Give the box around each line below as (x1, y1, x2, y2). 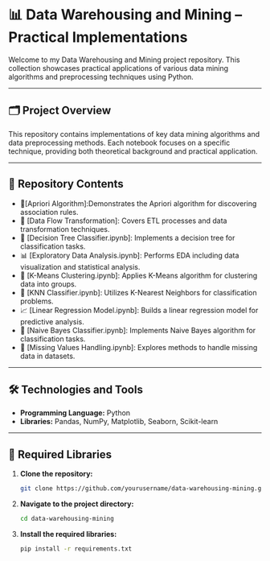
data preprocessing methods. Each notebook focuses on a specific (8, 138, 231, 147)
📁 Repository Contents (8, 177, 125, 191)
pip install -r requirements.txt (19, 544, 133, 553)
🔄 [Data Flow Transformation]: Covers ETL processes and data (19, 216, 227, 225)
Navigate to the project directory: (19, 499, 134, 509)
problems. (19, 296, 54, 306)
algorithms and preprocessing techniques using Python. (8, 72, 194, 81)
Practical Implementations (8, 28, 188, 47)
